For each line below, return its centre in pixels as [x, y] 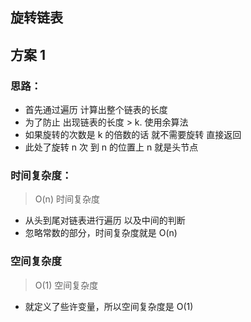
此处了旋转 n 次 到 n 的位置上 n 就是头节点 [111, 147]
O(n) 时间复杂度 [67, 199]
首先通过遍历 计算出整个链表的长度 [96, 110]
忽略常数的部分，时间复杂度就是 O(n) [101, 233]
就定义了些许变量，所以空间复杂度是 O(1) [109, 306]
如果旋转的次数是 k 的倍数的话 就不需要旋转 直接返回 [133, 135]
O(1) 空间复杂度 [66, 285]
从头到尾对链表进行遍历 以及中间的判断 [105, 220]
